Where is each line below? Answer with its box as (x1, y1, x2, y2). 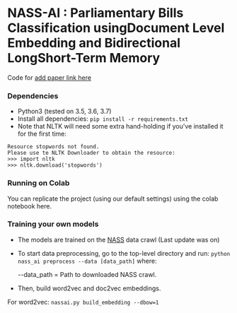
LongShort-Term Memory (7, 50, 161, 66)
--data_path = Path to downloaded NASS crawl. (17, 270, 157, 278)
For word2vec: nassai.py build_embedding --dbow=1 (7, 297, 159, 306)
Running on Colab (7, 178, 70, 188)
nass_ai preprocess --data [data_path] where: (17, 256, 157, 265)
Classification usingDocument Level (7, 20, 225, 36)
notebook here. (7, 201, 52, 210)
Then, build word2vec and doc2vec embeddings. (17, 284, 161, 293)
